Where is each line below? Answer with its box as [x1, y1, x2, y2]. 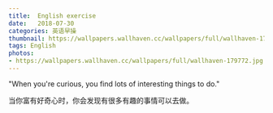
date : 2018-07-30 [8, 19, 75, 27]
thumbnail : [8, 34, 45, 43]
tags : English [8, 42, 57, 50]
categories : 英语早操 [8, 27, 77, 35]
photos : [8, 49, 35, 57]
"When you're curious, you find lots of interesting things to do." [8, 78, 220, 89]
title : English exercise [8, 11, 96, 20]
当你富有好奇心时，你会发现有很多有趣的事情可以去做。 [8, 95, 193, 105]
